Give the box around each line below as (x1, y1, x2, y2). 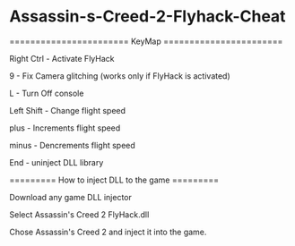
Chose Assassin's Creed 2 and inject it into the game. (9, 226, 207, 237)
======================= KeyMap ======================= (9, 36, 283, 47)
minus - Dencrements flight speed (9, 140, 136, 150)
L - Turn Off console (9, 88, 84, 98)
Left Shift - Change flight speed (9, 105, 126, 115)
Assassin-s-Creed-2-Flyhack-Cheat (9, 6, 286, 27)
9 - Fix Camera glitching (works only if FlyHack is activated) (9, 70, 230, 81)
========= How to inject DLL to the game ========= (9, 174, 220, 185)
